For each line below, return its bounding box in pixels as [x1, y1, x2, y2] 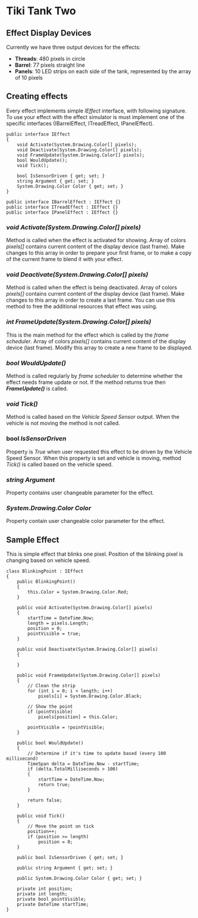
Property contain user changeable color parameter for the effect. [6, 518, 165, 525]
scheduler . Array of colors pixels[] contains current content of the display [6, 337, 186, 344]
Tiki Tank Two [6, 4, 76, 18]
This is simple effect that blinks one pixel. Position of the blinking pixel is [6, 550, 183, 557]
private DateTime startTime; [17, 901, 89, 907]
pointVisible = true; [27, 631, 81, 637]
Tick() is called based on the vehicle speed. [6, 460, 113, 468]
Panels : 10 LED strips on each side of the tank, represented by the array [14, 68, 191, 75]
